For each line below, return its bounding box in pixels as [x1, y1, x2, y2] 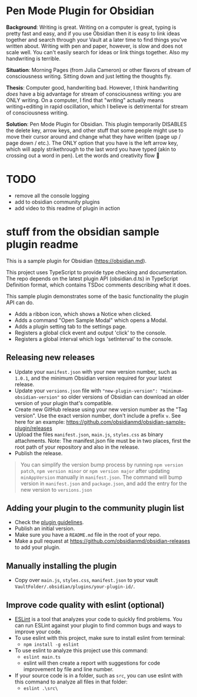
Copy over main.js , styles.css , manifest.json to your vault [14, 577, 158, 584]
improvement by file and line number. [23, 666, 113, 673]
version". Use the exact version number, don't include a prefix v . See [14, 412, 181, 419]
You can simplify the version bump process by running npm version [20, 461, 183, 468]
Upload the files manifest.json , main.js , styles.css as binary [14, 430, 163, 438]
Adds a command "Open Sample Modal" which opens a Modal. [14, 317, 168, 324]
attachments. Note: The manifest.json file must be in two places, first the [14, 437, 191, 444]
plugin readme [6, 238, 78, 251]
